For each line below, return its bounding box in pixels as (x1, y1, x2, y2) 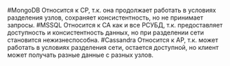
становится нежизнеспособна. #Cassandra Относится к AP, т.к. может (7, 36, 219, 44)
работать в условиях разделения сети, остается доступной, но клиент (7, 44, 219, 51)
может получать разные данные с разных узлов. (7, 51, 154, 59)
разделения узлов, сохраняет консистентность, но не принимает (7, 13, 203, 22)
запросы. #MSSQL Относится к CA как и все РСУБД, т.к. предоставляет (7, 21, 223, 29)
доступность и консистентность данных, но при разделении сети (7, 28, 205, 37)
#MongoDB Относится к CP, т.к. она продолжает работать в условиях (7, 6, 216, 14)
